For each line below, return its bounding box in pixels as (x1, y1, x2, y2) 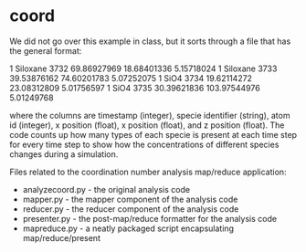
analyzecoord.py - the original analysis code (22, 184, 190, 194)
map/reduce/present (22, 232, 100, 243)
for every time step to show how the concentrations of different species (9, 139, 280, 150)
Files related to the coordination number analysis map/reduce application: (9, 166, 287, 177)
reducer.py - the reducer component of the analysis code (22, 203, 239, 215)
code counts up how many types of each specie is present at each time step (9, 129, 298, 140)
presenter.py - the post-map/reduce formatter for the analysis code (22, 213, 277, 224)
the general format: (9, 45, 82, 56)
